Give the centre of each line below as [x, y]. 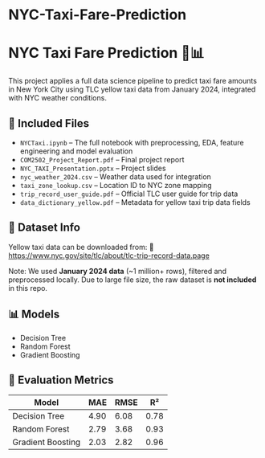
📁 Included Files [49, 123]
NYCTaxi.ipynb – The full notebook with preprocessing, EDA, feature [132, 142]
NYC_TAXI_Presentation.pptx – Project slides [93, 168]
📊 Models [34, 315]
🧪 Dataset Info [44, 228]
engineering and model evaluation [76, 151]
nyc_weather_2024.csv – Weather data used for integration [115, 176]
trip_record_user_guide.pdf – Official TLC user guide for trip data [129, 194]
